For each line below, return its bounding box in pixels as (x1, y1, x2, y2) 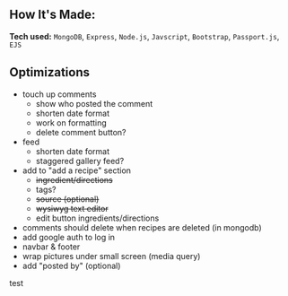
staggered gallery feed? (35, 155, 125, 166)
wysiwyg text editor (35, 203, 109, 213)
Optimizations (9, 65, 90, 80)
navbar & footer (22, 241, 81, 252)
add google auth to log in (22, 231, 115, 242)
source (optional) (35, 193, 100, 205)
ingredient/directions (35, 174, 114, 185)
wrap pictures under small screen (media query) (22, 250, 201, 261)
